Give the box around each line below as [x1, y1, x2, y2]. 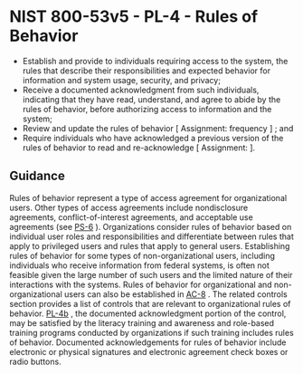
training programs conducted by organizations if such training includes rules [9, 327, 294, 338]
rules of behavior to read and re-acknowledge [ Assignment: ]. [22, 142, 256, 153]
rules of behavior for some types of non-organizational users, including [9, 250, 276, 261]
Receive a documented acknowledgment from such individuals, [22, 84, 260, 95]
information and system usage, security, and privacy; [22, 74, 222, 85]
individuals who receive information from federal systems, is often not [9, 260, 270, 271]
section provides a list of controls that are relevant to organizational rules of [9, 298, 291, 309]
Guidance [9, 168, 65, 184]
